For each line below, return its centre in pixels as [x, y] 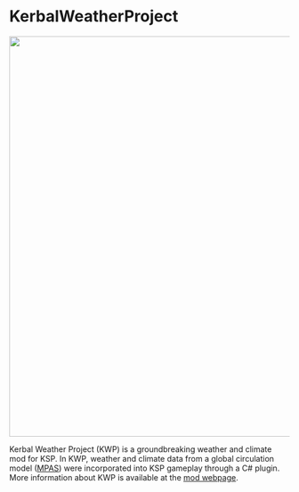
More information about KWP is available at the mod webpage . [124, 477]
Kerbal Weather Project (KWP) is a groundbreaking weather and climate [141, 449]
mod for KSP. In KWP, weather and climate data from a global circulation [141, 458]
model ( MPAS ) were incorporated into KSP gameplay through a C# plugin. [145, 468]
